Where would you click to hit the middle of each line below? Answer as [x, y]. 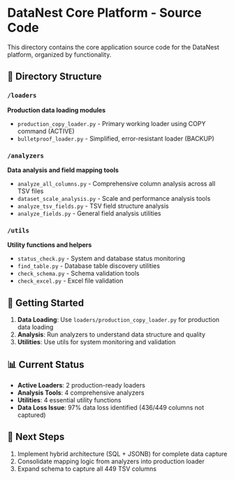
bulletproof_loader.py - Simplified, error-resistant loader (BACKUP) [116, 139]
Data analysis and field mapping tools [63, 170]
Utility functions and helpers [50, 245]
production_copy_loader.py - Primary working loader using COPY [111, 123]
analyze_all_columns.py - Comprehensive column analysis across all [116, 183]
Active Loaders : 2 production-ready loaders [81, 385]
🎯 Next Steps [36, 437]
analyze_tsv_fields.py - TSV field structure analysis [93, 206]
